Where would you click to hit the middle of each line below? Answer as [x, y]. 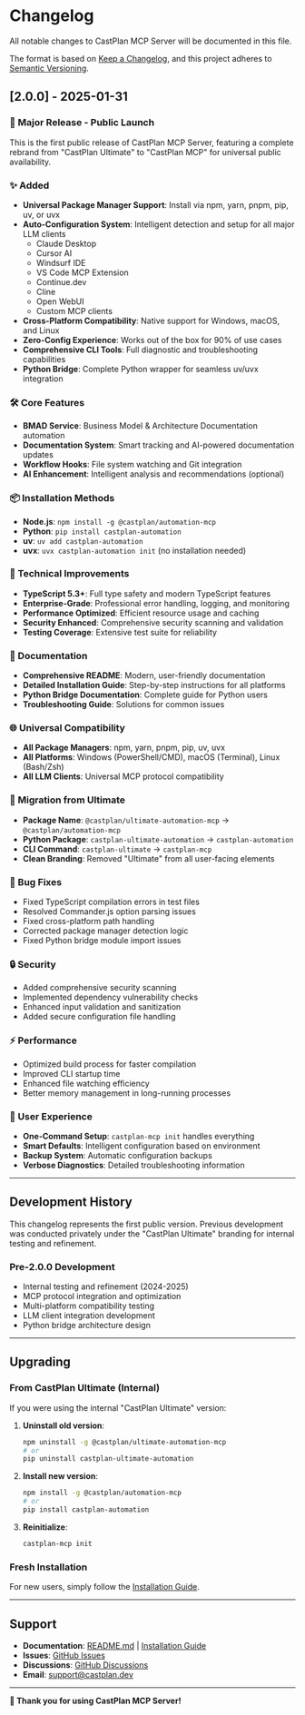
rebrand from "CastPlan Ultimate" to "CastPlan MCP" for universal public [145, 152]
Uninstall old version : [64, 1425]
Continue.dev [61, 281]
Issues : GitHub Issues [64, 1655]
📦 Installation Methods [62, 498]
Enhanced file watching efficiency [86, 1083]
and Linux [41, 330]
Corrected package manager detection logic [105, 931]
